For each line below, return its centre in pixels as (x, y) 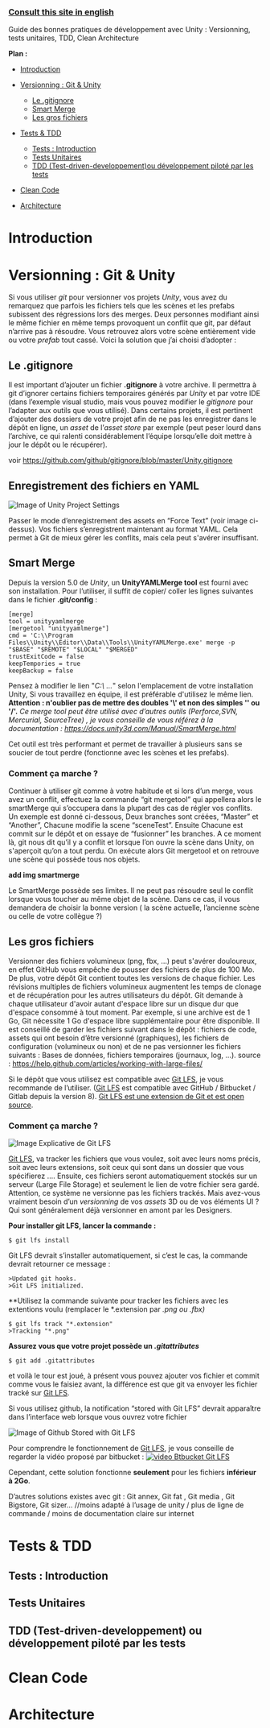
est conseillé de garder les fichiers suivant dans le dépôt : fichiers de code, (133, 1029)
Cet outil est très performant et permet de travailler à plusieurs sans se (125, 744)
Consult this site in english (61, 12)
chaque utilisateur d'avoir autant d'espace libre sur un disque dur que (123, 1003)
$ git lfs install (39, 1241)
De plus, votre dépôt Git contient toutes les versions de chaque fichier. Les (132, 978)
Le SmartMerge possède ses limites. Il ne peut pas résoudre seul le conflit (131, 891)
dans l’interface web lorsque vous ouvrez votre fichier (98, 1417)
